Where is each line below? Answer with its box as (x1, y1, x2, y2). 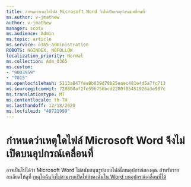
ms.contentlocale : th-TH (6, 97, 68, 103)
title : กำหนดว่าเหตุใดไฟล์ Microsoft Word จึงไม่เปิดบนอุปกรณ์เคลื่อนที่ (6, 8, 145, 15)
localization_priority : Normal (6, 53, 84, 59)
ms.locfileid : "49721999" (6, 108, 70, 114)
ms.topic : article (6, 36, 52, 42)
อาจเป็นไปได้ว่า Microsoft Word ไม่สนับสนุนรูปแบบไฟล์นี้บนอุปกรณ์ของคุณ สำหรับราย (6, 167, 180, 174)
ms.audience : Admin (6, 31, 55, 37)
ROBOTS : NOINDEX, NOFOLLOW (6, 47, 73, 53)
